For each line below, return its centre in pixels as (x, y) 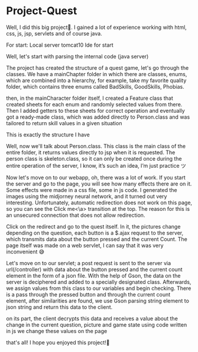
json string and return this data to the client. (59, 307)
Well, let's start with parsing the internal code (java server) (77, 56)
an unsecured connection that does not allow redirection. (76, 215)
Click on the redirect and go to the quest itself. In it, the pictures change (93, 226)
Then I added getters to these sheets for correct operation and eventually (95, 110)
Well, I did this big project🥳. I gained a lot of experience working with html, (97, 27)
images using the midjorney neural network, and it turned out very (87, 196)
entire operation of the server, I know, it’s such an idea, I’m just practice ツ (96, 165)
